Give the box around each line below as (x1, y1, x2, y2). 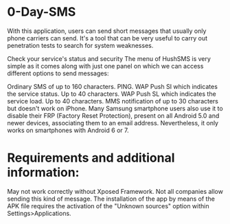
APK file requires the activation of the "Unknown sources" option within (7, 201, 209, 210)
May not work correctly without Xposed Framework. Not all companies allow (7, 187, 223, 195)
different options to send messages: (7, 69, 109, 77)
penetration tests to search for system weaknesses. (7, 41, 154, 49)
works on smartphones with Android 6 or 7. (7, 126, 129, 134)
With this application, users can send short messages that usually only (7, 27, 207, 35)
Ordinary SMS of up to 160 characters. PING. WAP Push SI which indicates (7, 82, 218, 90)
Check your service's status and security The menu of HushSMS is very (7, 54, 211, 62)
